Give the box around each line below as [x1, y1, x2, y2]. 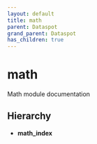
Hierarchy [7, 110, 52, 122]
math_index [17, 129, 52, 137]
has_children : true [7, 37, 64, 44]
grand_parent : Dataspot [7, 30, 77, 37]
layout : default [7, 10, 54, 18]
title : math [7, 17, 42, 24]
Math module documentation [7, 90, 91, 98]
